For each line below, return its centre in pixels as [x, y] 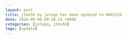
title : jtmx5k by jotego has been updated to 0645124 [64, 15]
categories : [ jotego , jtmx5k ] [37, 24]
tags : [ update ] [21, 29]
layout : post [19, 10]
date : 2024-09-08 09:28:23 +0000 [41, 19]
